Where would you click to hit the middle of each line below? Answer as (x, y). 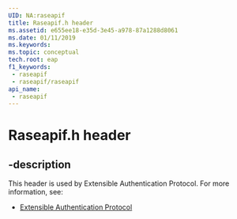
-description (39, 164)
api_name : (24, 89)
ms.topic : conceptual (44, 52)
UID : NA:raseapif (37, 15)
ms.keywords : (30, 45)
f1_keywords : (30, 67)
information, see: (36, 192)
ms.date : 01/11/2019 (42, 38)
